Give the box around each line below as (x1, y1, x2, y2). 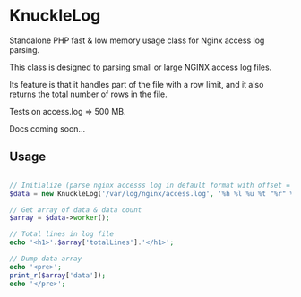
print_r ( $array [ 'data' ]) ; (9, 270, 106, 280)
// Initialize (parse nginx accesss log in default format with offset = (9, 181, 291, 190)
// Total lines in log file (9, 230, 115, 239)
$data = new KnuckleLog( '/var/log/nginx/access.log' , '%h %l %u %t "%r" (9, 189, 287, 198)
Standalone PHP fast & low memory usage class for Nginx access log (9, 35, 265, 46)
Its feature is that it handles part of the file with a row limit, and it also (9, 79, 264, 89)
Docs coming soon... (9, 123, 86, 134)
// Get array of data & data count (9, 205, 142, 215)
